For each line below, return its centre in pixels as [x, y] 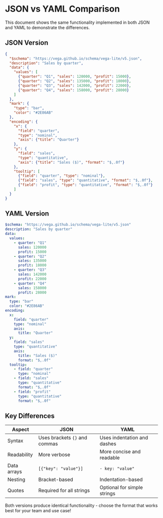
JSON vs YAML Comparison [63, 9]
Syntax [15, 441]
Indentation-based [121, 480]
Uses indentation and [124, 438]
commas [48, 444]
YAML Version [27, 214]
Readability [20, 455]
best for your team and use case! [38, 511]
